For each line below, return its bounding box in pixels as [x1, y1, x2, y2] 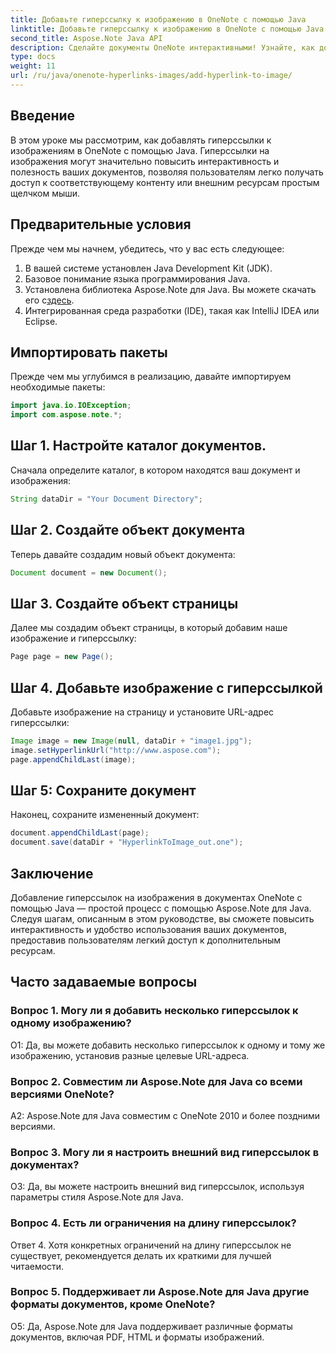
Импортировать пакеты [10, 344, 168, 361]
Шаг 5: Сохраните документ [10, 782, 197, 799]
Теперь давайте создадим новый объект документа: [10, 548, 236, 560]
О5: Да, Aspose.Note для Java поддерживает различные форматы [10, 1320, 293, 1332]
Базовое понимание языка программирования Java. [24, 272, 251, 285]
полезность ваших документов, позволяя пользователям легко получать [10, 166, 324, 178]
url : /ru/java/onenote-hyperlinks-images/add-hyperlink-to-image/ [10, 71, 293, 81]
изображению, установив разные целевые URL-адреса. [10, 1049, 250, 1061]
